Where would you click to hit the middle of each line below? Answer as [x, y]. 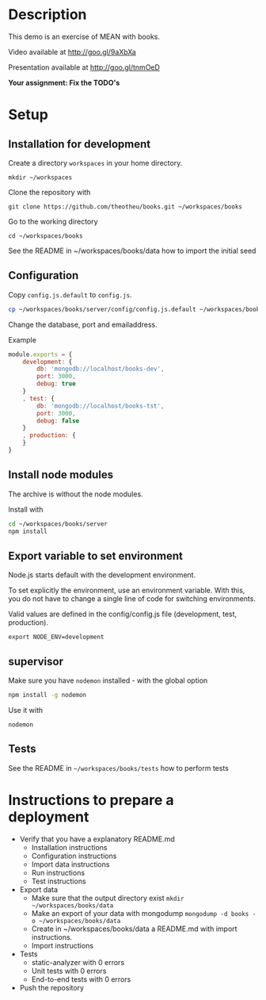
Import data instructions [70, 864]
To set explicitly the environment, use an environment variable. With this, [127, 590]
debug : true [57, 384]
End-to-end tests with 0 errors [81, 979]
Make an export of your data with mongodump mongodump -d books [140, 913]
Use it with [26, 710]
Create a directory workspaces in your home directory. [95, 163]
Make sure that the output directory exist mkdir [108, 898]
